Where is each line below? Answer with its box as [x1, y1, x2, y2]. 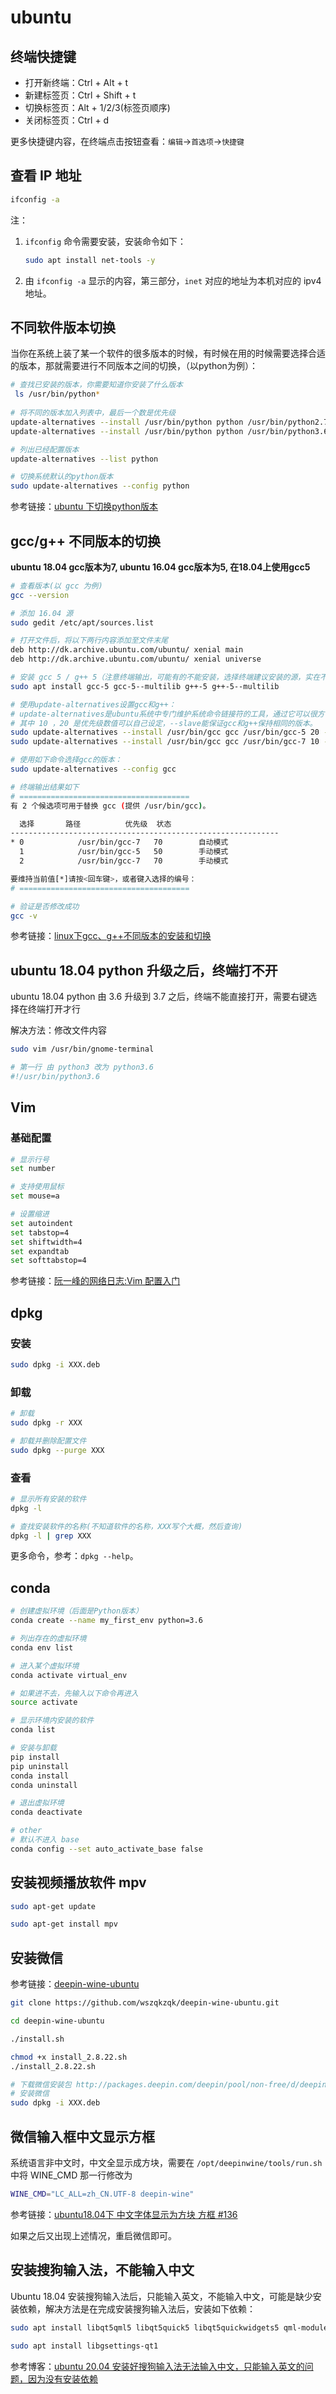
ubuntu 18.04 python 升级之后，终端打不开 [10, 962, 278, 979]
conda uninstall [10, 1780, 78, 1790]
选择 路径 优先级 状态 [19, 819, 172, 829]
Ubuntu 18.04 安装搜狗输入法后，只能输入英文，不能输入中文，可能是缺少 [10, 2290, 313, 2302]
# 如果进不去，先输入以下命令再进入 [10, 1688, 139, 1698]
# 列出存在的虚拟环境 [10, 1634, 87, 1644]
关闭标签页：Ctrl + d [24, 114, 110, 126]
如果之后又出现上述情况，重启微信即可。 [10, 2229, 177, 2241]
